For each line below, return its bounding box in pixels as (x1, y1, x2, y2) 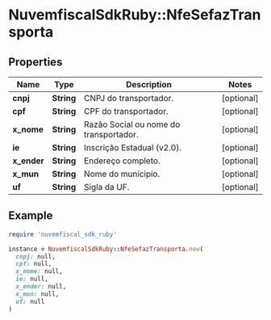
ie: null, (15, 275, 48, 284)
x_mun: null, (15, 289, 60, 298)
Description (126, 79, 172, 90)
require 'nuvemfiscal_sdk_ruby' (8, 230, 117, 238)
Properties (8, 55, 63, 69)
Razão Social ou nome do (83, 119, 181, 130)
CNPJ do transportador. (83, 93, 174, 103)
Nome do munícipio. (83, 168, 161, 179)
